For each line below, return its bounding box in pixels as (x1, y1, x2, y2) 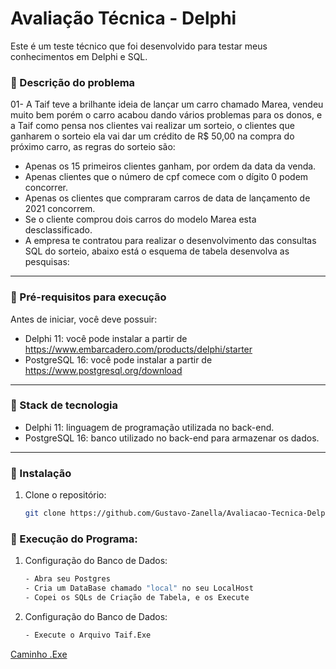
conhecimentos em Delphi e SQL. (10, 50, 148, 62)
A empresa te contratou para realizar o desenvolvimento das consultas (24, 235, 317, 247)
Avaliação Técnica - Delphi (10, 7, 237, 30)
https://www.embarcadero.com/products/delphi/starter (24, 343, 253, 355)
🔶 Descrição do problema (10, 75, 136, 89)
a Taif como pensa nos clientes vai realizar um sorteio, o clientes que (10, 120, 295, 132)
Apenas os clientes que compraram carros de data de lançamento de (24, 192, 311, 204)
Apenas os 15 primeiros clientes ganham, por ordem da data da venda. (24, 160, 317, 172)
